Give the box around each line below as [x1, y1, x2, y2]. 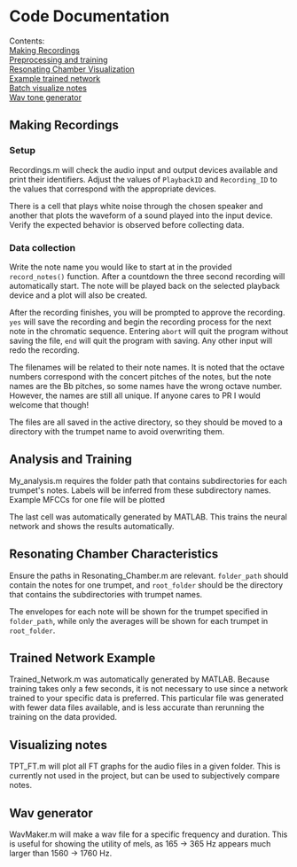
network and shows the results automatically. [9, 520, 175, 531]
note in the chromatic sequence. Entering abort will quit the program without [9, 325, 289, 336]
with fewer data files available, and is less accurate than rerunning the [9, 702, 265, 713]
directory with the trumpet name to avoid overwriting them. [9, 426, 224, 436]
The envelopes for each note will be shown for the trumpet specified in [9, 605, 269, 617]
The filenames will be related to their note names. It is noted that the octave [9, 362, 285, 372]
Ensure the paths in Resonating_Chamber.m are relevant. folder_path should [9, 570, 289, 581]
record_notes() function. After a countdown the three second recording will [9, 270, 285, 281]
